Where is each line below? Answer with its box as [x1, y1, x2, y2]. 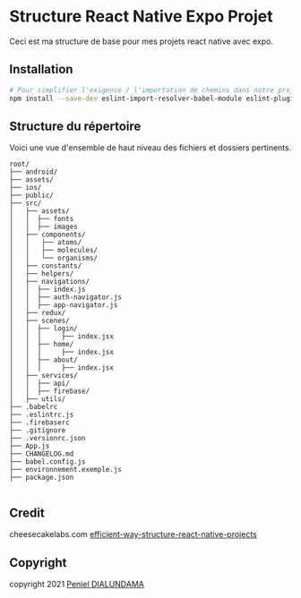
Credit [9, 505, 45, 520]
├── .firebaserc [9, 418, 70, 427]
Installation [9, 62, 73, 77]
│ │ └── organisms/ [9, 253, 99, 263]
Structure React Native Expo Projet [9, 6, 273, 27]
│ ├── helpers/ [9, 269, 74, 278]
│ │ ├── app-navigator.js [9, 301, 118, 310]
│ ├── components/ [9, 230, 87, 239]
